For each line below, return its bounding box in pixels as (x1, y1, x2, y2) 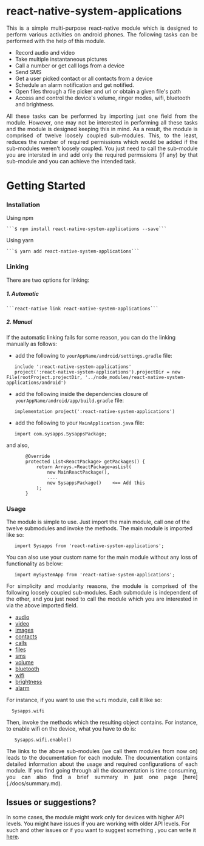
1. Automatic (6, 290, 39, 298)
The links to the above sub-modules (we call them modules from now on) (6, 747, 198, 754)
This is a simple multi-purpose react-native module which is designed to (6, 24, 198, 32)
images (15, 626, 34, 633)
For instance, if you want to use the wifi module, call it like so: (6, 696, 162, 703)
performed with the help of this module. (6, 37, 106, 44)
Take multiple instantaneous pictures (15, 55, 107, 63)
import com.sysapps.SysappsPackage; (14, 431, 107, 437)
